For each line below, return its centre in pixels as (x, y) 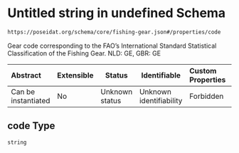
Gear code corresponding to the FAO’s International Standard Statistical (112, 46)
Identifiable (161, 75)
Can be (23, 92)
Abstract (26, 75)
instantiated (31, 100)
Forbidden (207, 96)
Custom (203, 70)
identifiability (161, 100)
